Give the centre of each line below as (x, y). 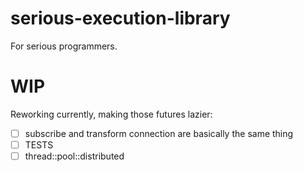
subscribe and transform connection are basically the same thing (159, 133)
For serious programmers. (64, 46)
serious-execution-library (120, 18)
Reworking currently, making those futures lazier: (111, 114)
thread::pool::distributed (74, 156)
